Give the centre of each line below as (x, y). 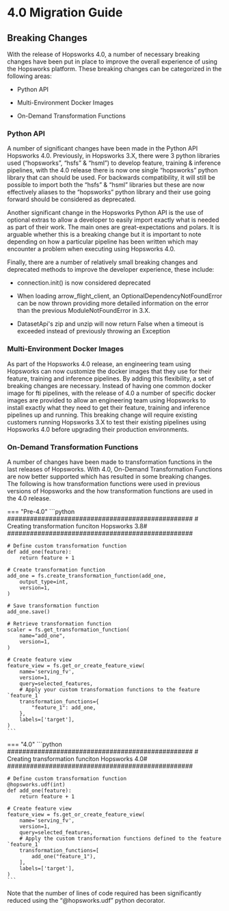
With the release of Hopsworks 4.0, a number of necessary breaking (104, 54)
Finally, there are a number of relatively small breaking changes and (103, 262)
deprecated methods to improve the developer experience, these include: (111, 270)
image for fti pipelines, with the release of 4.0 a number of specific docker (111, 393)
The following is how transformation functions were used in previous (104, 483)
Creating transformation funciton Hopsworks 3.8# (77, 526)
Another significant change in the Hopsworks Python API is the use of (105, 213)
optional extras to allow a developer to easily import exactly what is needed (113, 220)
